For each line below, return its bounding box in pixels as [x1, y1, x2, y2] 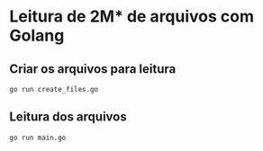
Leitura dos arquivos [9, 110, 128, 125]
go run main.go [9, 133, 67, 142]
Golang [9, 25, 65, 46]
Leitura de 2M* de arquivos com [9, 6, 255, 27]
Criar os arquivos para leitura [9, 61, 177, 76]
